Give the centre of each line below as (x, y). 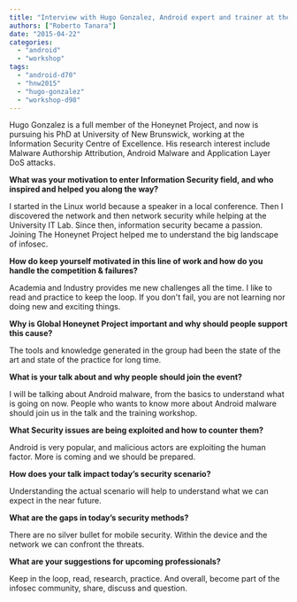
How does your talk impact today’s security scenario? (110, 474)
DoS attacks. (32, 163)
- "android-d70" (47, 75)
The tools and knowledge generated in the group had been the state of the (145, 350)
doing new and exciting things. (65, 307)
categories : (31, 42)
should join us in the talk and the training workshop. (103, 413)
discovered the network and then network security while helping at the (138, 216)
